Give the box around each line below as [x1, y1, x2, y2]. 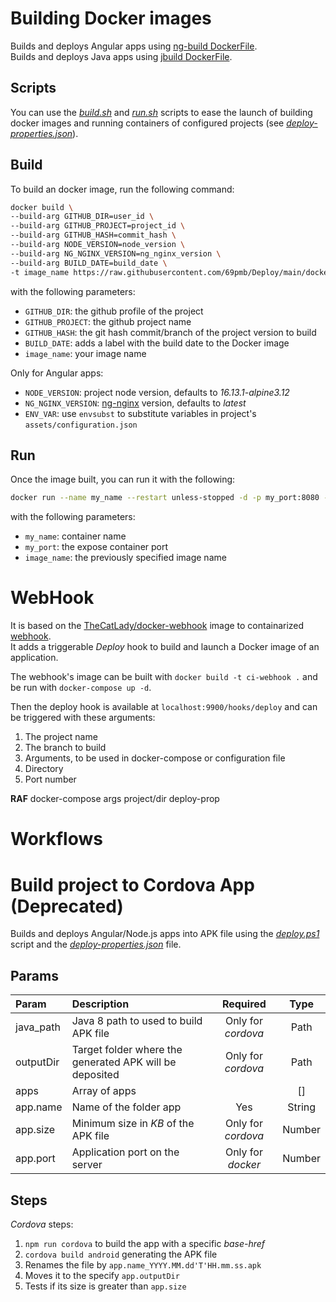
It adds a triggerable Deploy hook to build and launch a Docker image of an [10, 641, 320, 653]
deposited [71, 1068, 120, 1082]
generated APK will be [71, 1055, 177, 1069]
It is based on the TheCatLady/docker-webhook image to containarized [10, 620, 305, 632]
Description [71, 997, 130, 1011]
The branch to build [24, 742, 107, 754]
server [71, 1158, 103, 1172]
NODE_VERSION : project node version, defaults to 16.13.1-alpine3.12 [24, 386, 290, 398]
